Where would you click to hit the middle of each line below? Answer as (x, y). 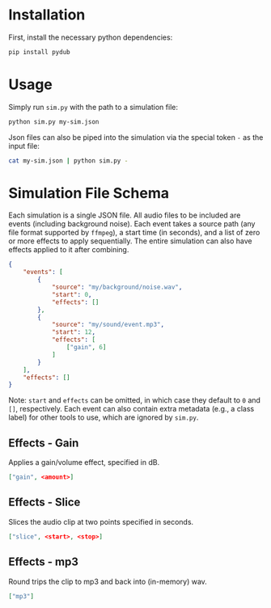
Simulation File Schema (89, 193)
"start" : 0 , (72, 294)
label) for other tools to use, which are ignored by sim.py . (104, 417)
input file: (24, 146)
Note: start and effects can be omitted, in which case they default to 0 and (135, 400)
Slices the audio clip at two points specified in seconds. (101, 521)
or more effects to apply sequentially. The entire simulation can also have (130, 241)
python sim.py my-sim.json (54, 122)
